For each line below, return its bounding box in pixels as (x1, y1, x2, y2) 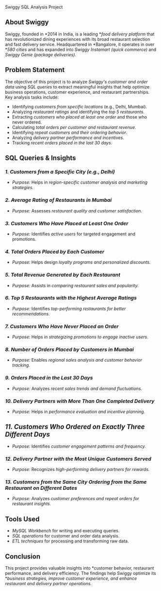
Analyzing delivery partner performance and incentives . (12, 135, 125, 140)
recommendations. (12, 311, 50, 316)
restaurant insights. (12, 501, 51, 507)
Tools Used (5, 515, 40, 523)
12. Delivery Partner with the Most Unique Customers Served (5, 455, 152, 462)
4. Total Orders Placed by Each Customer (5, 248, 105, 255)
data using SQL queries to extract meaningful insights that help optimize (5, 84, 150, 89)
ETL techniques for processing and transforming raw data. (12, 538, 129, 544)
